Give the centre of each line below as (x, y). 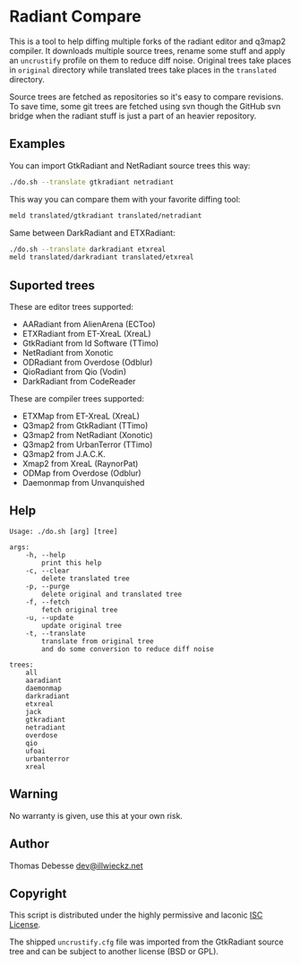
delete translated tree (86, 578)
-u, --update (50, 617)
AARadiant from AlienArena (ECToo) (89, 324)
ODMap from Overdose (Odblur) (81, 473)
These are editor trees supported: (72, 307)
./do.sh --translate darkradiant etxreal (88, 249)
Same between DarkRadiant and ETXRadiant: (93, 233)
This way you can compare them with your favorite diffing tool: (125, 199)
